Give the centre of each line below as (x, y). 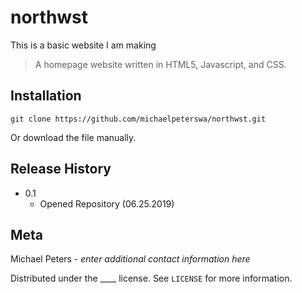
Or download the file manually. (73, 137)
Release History (61, 169)
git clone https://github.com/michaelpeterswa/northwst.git (138, 119)
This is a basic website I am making (83, 45)
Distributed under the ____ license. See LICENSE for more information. (151, 278)
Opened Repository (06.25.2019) (107, 203)
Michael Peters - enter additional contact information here (130, 259)
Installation (46, 96)
